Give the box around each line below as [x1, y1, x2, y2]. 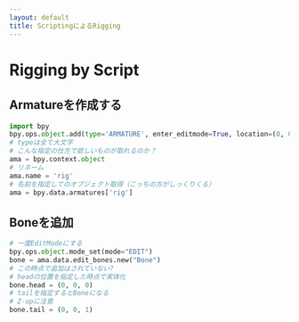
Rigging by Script [9, 60, 140, 80]
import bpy [9, 121, 50, 130]
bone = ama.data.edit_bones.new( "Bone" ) [9, 255, 162, 264]
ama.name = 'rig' [9, 171, 74, 180]
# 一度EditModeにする [9, 239, 83, 248]
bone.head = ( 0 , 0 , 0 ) [9, 280, 93, 290]
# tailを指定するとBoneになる [9, 289, 109, 298]
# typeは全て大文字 [9, 138, 74, 147]
